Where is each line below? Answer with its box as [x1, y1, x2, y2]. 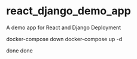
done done [6, 46, 33, 54]
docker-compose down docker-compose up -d [6, 35, 123, 42]
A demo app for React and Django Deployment [6, 24, 121, 31]
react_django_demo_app [6, 4, 132, 18]
